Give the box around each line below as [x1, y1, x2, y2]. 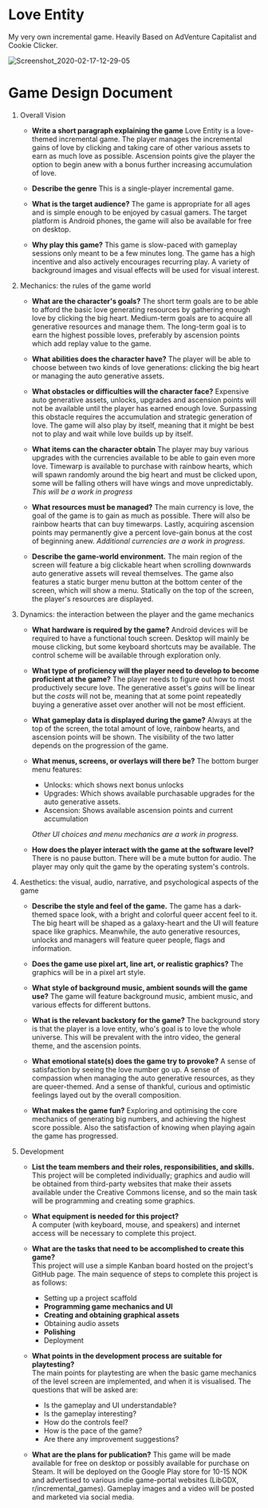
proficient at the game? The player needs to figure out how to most [31, 674, 255, 684]
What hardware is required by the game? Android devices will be [31, 625, 249, 634]
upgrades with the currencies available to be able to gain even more [31, 452, 255, 462]
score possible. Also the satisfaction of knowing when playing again [31, 1123, 255, 1132]
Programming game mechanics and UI [43, 1301, 173, 1311]
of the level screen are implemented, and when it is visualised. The [31, 1376, 251, 1386]
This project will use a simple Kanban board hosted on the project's [31, 1261, 254, 1270]
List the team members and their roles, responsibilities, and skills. [31, 1162, 255, 1171]
